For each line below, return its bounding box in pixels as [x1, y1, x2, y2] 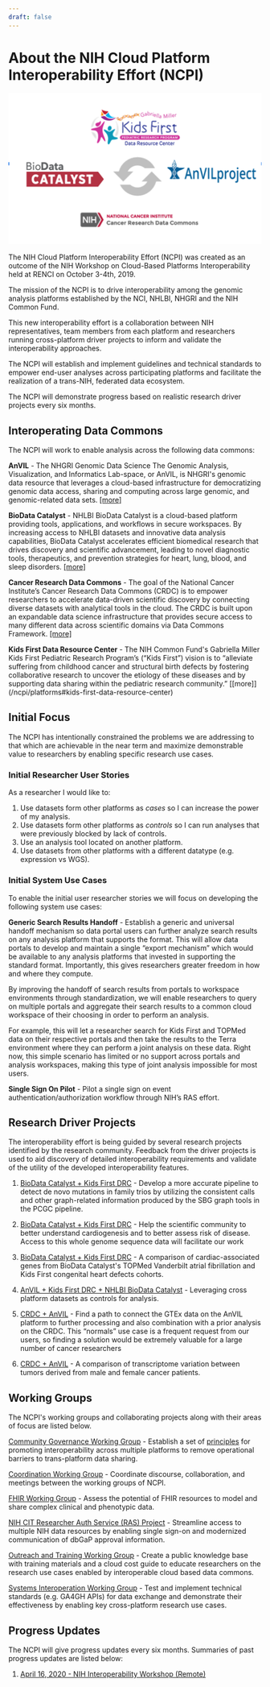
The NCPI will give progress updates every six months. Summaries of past [8, 1644, 255, 1655]
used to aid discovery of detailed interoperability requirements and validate [8, 1154, 257, 1164]
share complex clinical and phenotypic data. [8, 1503, 155, 1512]
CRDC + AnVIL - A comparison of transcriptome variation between [19, 1359, 240, 1369]
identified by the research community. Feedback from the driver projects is [8, 1146, 256, 1155]
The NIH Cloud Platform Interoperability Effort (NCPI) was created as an [8, 252, 246, 262]
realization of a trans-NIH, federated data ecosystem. [8, 376, 185, 386]
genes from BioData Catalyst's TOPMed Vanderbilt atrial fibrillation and [19, 1261, 256, 1270]
